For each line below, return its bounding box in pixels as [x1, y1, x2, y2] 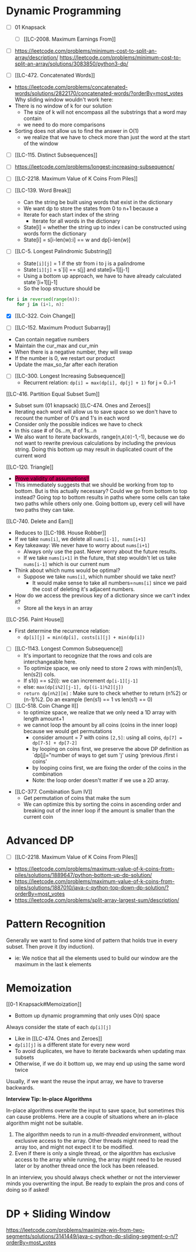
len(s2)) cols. [23, 671, 56, 678]
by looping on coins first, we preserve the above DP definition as [32, 745, 190, 752]
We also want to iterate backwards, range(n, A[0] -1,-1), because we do [14, 433, 185, 440]
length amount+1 [23, 715, 65, 722]
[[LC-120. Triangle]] [6, 463, 54, 470]
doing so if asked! [6, 1186, 49, 1194]
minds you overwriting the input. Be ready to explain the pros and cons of [6, 1180, 184, 1187]
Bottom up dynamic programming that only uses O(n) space [14, 1012, 160, 1019]
